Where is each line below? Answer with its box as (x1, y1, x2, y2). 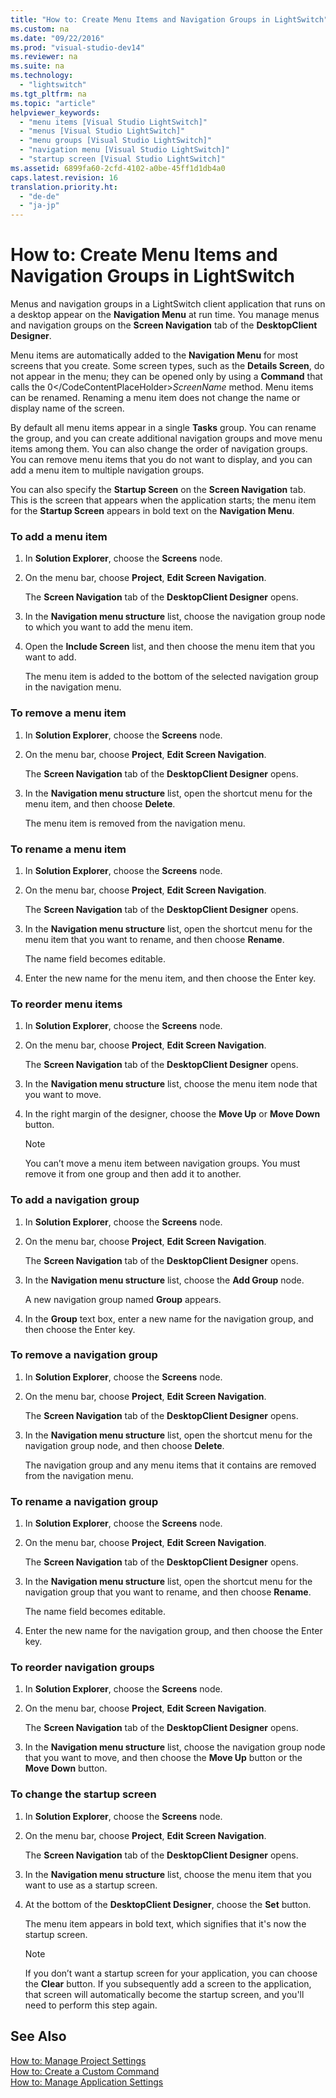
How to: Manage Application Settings (10, 2076, 164, 2088)
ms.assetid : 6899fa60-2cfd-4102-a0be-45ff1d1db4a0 (10, 163, 226, 173)
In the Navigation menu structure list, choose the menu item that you (24, 1868, 312, 1880)
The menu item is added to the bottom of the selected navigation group (24, 671, 319, 683)
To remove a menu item (10, 706, 127, 720)
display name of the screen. (10, 402, 125, 415)
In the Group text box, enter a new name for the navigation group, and (24, 1312, 314, 1325)
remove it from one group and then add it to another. (24, 1168, 242, 1180)
